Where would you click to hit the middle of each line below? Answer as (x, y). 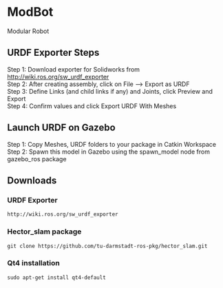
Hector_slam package (44, 232)
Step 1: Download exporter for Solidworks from (73, 69)
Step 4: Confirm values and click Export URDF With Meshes (92, 106)
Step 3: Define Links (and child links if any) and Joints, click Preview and (110, 91)
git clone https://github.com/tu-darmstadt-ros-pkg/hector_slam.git (107, 246)
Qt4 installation (33, 263)
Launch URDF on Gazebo (61, 128)
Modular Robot (28, 31)
